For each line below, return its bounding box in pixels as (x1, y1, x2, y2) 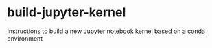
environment (7, 34, 43, 42)
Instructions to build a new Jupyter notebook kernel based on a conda (7, 27, 206, 35)
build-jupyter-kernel (7, 5, 126, 20)
